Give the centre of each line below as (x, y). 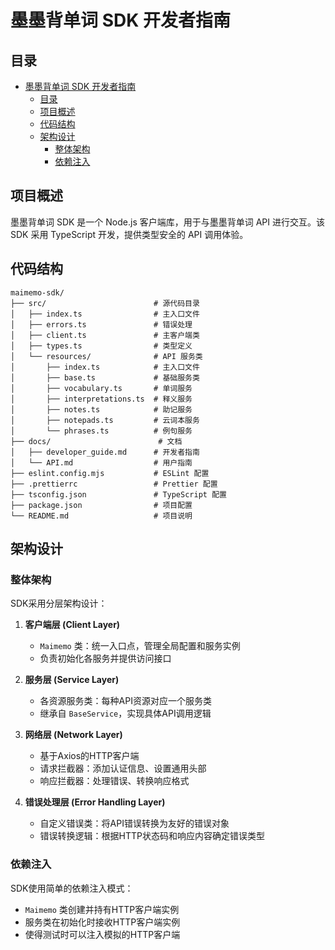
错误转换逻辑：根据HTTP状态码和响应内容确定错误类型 (152, 836)
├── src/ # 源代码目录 (105, 303)
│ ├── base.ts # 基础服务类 (105, 377)
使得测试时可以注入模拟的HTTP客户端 (102, 934)
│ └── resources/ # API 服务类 (106, 356)
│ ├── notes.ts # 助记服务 (101, 409)
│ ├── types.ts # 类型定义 (101, 346)
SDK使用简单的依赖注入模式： (72, 888)
